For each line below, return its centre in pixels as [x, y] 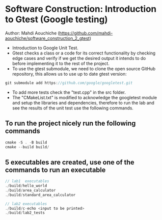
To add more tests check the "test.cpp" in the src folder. [69, 92]
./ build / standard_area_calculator [40, 195]
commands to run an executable [55, 170]
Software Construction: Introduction [81, 9]
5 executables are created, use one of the [70, 162]
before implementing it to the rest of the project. [61, 63]
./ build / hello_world [26, 186]
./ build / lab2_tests [25, 213]
